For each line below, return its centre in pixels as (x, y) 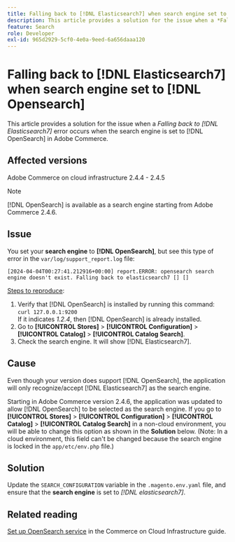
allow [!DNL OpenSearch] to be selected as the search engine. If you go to (114, 409)
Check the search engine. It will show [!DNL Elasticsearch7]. (104, 341)
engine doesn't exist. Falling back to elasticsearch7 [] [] (98, 278)
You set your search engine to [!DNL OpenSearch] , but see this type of (111, 251)
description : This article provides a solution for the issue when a (111, 20)
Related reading (43, 514)
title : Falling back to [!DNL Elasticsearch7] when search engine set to (117, 14)
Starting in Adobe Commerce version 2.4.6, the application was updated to (115, 401)
